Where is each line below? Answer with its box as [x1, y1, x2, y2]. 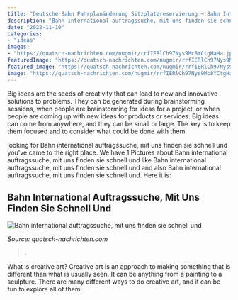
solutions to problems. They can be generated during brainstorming [7, 96, 205, 105]
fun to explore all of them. [7, 285, 83, 294]
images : [7, 43, 30, 50]
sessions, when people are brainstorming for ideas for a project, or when [7, 104, 220, 113]
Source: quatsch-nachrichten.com [7, 235, 108, 243]
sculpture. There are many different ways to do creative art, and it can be [7, 277, 221, 286]
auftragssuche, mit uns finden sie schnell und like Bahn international [7, 155, 207, 164]
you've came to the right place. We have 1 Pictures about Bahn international [7, 148, 228, 157]
